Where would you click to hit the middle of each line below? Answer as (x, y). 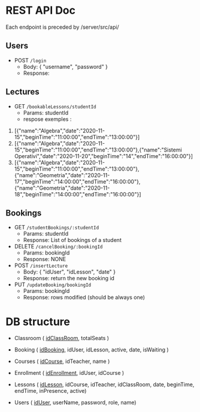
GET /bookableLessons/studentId (55, 106)
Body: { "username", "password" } (66, 66)
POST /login (30, 60)
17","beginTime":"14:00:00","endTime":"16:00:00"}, (77, 181)
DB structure (38, 322)
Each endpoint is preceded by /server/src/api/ (62, 27)
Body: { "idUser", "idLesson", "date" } (69, 272)
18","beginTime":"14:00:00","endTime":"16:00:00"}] (78, 194)
